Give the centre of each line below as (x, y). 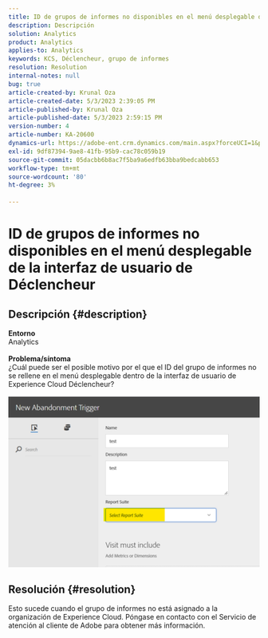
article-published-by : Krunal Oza (66, 109)
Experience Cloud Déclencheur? (61, 384)
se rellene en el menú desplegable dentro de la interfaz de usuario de (122, 376)
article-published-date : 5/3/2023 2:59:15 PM (85, 118)
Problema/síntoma (40, 358)
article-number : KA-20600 (51, 135)
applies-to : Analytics (46, 51)
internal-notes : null (44, 76)
